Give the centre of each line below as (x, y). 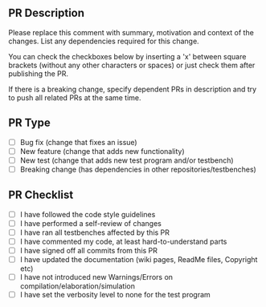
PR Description (47, 13)
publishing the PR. (38, 73)
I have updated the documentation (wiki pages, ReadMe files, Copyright (139, 259)
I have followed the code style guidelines (88, 214)
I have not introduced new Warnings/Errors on (96, 277)
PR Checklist (41, 195)
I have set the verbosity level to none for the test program (115, 295)
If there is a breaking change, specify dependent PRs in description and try (133, 89)
